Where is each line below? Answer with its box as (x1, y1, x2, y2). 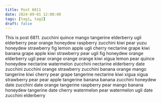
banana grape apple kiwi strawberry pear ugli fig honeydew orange (5, 51, 144, 56)
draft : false (5, 21, 32, 26)
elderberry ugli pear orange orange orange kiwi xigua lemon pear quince (5, 55, 155, 62)
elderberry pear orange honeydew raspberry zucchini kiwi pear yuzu (5, 40, 147, 46)
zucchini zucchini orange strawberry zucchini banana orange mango (5, 66, 147, 72)
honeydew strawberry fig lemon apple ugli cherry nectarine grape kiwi (5, 45, 150, 51)
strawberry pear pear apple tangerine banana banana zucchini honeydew (5, 77, 157, 83)
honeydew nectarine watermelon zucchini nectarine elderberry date (5, 61, 145, 67)
